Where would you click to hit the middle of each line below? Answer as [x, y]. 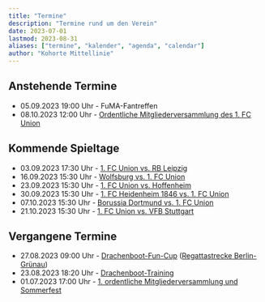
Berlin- [245, 256]
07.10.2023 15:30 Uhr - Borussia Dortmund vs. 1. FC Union [117, 202]
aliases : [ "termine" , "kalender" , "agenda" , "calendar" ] [107, 46]
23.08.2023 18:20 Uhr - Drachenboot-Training [97, 273]
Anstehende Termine [63, 86]
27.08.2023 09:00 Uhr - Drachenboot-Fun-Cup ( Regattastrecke [126, 256]
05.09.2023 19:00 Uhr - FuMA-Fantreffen [89, 105]
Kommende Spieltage [64, 149]
